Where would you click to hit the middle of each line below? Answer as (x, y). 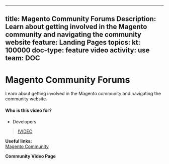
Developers (24, 121)
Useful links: (19, 141)
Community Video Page (31, 156)
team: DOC (23, 58)
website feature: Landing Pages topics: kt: (73, 42)
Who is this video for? (28, 110)
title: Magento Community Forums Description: (81, 19)
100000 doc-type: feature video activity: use (77, 50)
